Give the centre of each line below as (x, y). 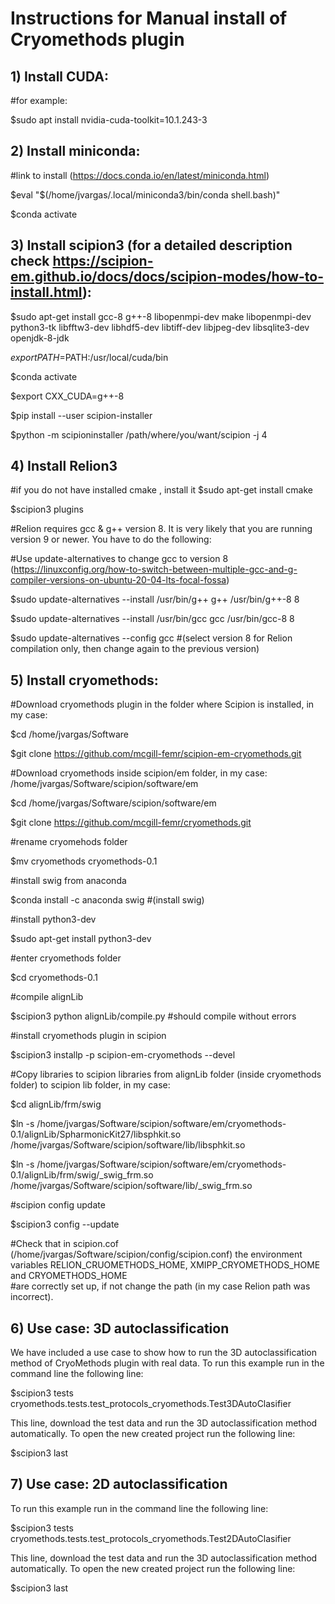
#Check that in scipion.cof (65, 1244)
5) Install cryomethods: (84, 680)
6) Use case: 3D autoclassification (120, 1328)
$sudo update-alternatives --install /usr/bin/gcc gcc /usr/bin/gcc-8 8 (152, 619)
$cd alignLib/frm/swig (56, 1104)
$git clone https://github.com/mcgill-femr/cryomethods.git (131, 823)
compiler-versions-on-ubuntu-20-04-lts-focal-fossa (118, 580)
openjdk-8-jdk (40, 338)
